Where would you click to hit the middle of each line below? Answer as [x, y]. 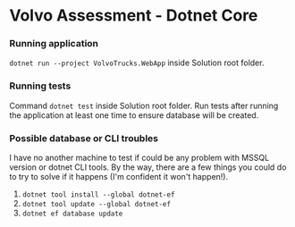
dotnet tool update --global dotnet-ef [97, 205]
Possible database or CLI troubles [84, 138]
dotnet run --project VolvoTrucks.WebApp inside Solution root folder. [137, 63]
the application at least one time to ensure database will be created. [134, 115]
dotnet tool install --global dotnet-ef [98, 195]
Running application [54, 44]
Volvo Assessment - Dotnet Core [134, 16]
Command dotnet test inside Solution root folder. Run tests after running [144, 105]
